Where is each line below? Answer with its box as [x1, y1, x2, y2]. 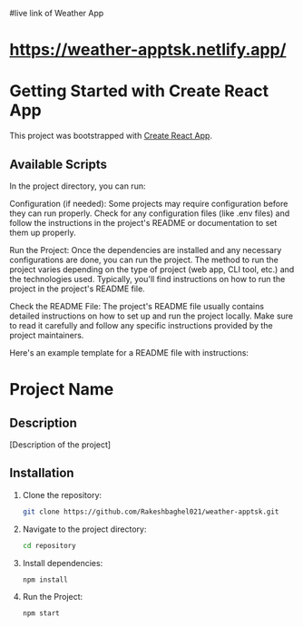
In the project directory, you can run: [9, 181, 146, 191]
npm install [22, 575, 68, 584]
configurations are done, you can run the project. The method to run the [9, 254, 279, 265]
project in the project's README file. [9, 283, 145, 294]
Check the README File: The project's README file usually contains [9, 300, 265, 311]
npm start [22, 609, 61, 618]
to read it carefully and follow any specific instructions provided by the [9, 319, 274, 330]
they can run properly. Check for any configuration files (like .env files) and [9, 208, 290, 219]
